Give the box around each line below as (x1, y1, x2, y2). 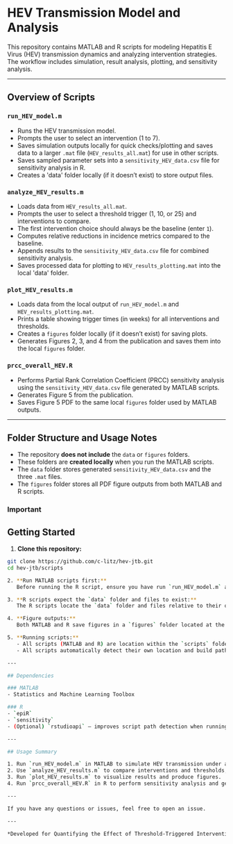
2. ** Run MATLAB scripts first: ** (7, 577, 107, 584)
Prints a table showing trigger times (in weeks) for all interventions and (17, 315, 220, 323)
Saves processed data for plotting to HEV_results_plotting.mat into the (17, 261, 221, 269)
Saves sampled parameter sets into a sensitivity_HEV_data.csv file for (17, 156, 220, 164)
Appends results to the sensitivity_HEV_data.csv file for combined (17, 246, 209, 254)
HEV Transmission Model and (7, 5, 181, 21)
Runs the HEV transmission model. (17, 127, 116, 135)
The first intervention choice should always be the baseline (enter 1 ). (17, 224, 214, 232)
